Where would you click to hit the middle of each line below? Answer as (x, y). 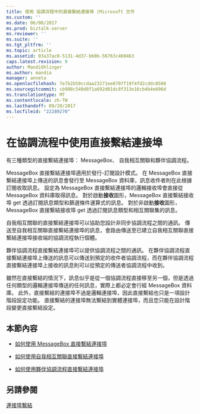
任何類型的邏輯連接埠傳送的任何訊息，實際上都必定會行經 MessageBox (93, 285)
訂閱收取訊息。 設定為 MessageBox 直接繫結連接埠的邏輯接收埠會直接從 (95, 188)
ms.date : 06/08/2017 (32, 23)
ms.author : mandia (29, 73)
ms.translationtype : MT (36, 95)
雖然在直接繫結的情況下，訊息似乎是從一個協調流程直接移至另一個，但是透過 (100, 278)
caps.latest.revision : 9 (37, 61)
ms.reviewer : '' (26, 34)
